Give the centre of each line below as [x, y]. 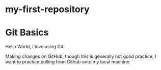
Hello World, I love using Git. [35, 47]
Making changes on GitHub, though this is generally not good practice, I [81, 56]
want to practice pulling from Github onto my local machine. [68, 62]
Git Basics [27, 33]
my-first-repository [48, 9]
